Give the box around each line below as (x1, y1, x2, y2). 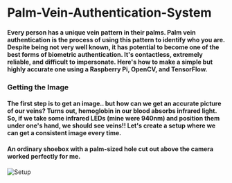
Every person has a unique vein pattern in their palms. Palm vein (7, 28, 196, 36)
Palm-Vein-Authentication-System (7, 5, 212, 21)
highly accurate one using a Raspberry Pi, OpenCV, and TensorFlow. (7, 64, 208, 73)
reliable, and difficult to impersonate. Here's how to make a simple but (7, 58, 213, 66)
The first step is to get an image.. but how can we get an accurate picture (7, 99, 222, 108)
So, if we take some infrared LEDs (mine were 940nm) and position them (7, 114, 220, 123)
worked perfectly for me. (7, 152, 81, 160)
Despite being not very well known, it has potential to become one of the (7, 43, 220, 51)
